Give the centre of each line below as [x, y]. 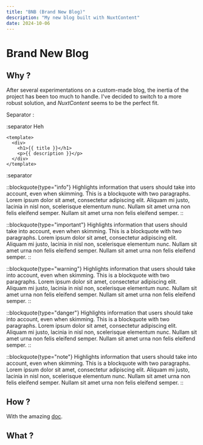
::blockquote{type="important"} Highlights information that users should [97, 225]
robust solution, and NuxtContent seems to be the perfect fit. [83, 103]
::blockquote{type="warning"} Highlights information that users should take [101, 269]
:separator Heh [25, 127]
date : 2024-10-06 [28, 23]
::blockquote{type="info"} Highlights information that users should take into [101, 187]
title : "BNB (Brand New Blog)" [46, 12]
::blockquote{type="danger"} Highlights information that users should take [100, 313]
